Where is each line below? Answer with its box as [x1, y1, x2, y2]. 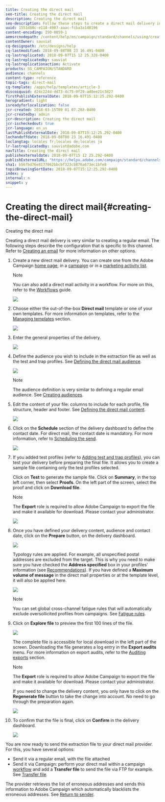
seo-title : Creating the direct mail [5, 12, 83, 17]
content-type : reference [5, 75, 56, 80]
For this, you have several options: [5, 746, 75, 752]
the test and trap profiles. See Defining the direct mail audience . [12, 358, 142, 364]
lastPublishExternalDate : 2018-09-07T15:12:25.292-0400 [5, 130, 122, 135]
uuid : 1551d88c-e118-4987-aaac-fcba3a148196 [5, 25, 98, 30]
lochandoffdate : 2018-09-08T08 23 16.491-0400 [5, 135, 102, 140]
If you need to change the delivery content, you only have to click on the [12, 688, 159, 694]
